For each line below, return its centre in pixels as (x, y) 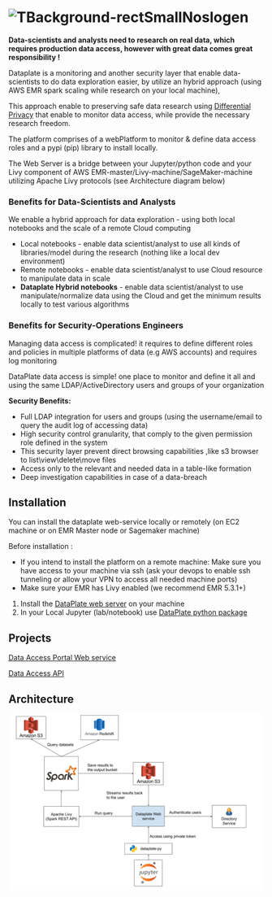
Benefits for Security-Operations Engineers (96, 325)
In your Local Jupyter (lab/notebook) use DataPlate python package (134, 612)
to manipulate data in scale (65, 279)
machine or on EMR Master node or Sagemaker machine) (104, 531)
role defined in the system (64, 442)
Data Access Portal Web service (62, 658)
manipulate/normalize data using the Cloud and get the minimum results (140, 296)
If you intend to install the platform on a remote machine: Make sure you (140, 562)
